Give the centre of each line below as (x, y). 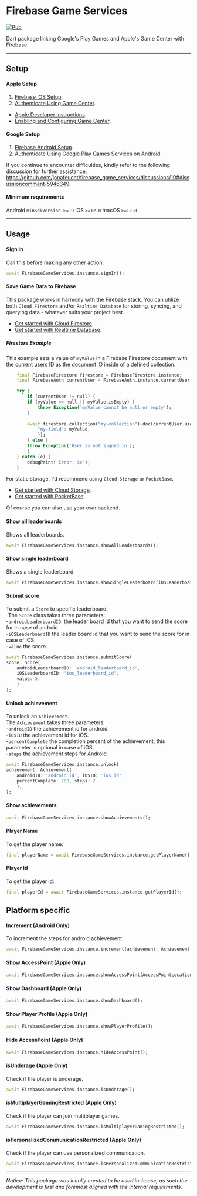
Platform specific (38, 910)
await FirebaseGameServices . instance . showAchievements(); (78, 818)
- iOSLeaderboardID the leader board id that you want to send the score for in (98, 634)
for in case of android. (33, 627)
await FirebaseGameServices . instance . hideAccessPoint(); (77, 1052)
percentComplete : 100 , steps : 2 (56, 781)
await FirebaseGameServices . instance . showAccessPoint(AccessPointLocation (99, 975)
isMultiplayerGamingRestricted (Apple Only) (62, 1103)
